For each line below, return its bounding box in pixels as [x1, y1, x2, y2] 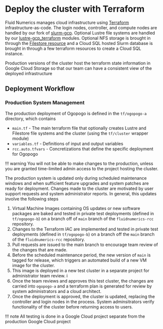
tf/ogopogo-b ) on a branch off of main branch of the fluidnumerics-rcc [12, 216, 154, 222]
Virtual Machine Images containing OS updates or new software [12, 205, 140, 211]
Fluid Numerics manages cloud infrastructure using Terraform [5, 20, 129, 25]
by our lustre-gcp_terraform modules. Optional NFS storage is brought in [5, 35, 151, 41]
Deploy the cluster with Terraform [5, 3, 145, 15]
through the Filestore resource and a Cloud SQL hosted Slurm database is [5, 40, 153, 46]
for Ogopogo [12, 151, 38, 157]
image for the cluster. [12, 262, 55, 268]
